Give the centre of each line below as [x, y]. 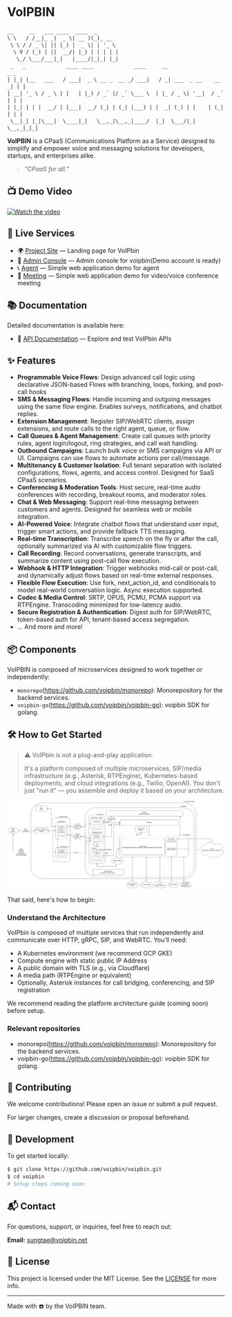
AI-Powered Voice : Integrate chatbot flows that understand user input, [118, 524]
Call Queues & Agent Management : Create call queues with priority [114, 436]
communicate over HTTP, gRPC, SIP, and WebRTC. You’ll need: [97, 940]
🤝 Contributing [39, 1088]
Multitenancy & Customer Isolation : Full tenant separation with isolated [119, 465]
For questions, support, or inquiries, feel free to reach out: [90, 1226]
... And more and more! [50, 627]
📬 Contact [31, 1206]
